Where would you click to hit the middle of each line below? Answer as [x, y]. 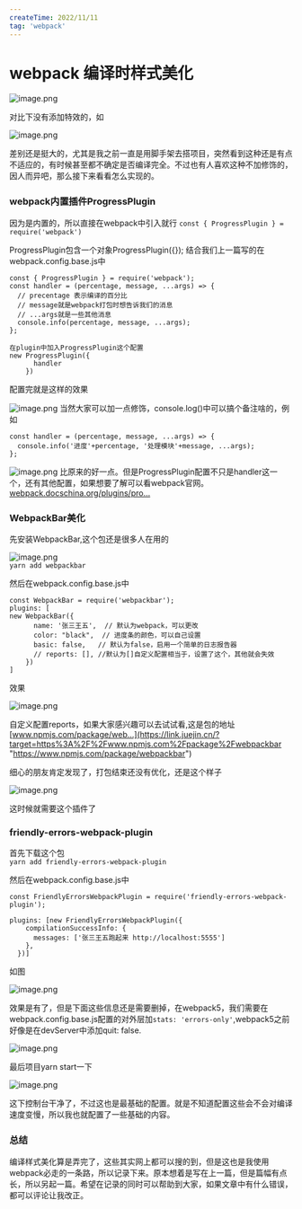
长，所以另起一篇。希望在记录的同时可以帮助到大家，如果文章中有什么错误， [151, 1184]
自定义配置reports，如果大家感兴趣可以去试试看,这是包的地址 [122, 725]
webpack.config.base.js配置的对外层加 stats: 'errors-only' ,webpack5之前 [150, 1019]
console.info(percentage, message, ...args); [104, 322]
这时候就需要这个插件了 [53, 808]
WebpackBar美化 [48, 517]
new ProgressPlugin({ [50, 356]
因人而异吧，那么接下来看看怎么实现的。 [84, 176]
